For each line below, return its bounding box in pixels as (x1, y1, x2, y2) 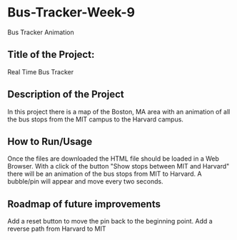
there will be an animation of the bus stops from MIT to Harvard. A (7, 169, 202, 179)
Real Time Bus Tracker (7, 67, 74, 76)
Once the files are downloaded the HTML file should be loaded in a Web (7, 154, 220, 163)
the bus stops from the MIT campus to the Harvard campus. (7, 115, 184, 124)
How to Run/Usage (7, 135, 93, 147)
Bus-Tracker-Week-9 (7, 4, 136, 21)
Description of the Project (7, 89, 124, 101)
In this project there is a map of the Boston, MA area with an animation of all (7, 107, 231, 116)
